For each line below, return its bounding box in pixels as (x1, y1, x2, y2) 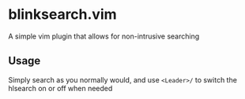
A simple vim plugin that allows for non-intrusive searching (8, 31, 200, 41)
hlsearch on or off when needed (8, 83, 113, 93)
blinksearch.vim (8, 5, 117, 24)
